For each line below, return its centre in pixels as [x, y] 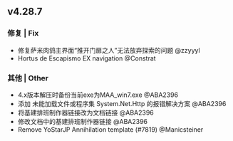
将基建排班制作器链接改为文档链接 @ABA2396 [86, 113]
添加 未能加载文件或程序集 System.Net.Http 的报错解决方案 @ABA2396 [122, 103]
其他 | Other [28, 78]
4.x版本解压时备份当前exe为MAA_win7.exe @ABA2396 [98, 95]
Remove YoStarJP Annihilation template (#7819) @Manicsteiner [110, 129]
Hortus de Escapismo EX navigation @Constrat [87, 58]
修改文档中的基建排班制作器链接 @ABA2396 [83, 121]
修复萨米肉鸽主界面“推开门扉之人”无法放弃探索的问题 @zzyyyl [109, 50]
